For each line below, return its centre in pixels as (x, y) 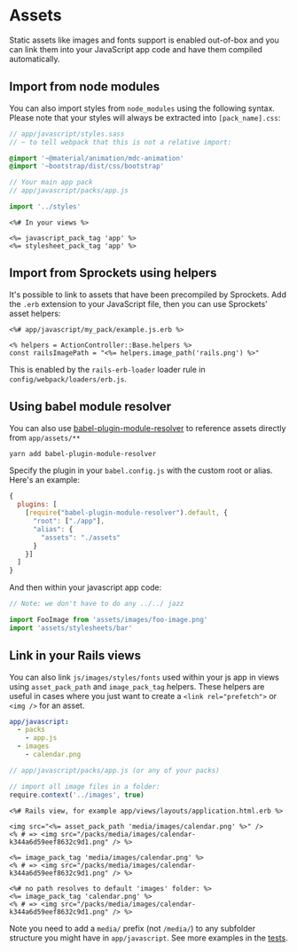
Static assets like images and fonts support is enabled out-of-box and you (144, 40)
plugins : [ (37, 505)
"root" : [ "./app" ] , (68, 521)
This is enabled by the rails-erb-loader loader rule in (107, 369)
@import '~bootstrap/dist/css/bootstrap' (87, 166)
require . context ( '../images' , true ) (77, 795)
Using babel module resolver (90, 407)
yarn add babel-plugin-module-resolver (83, 453)
